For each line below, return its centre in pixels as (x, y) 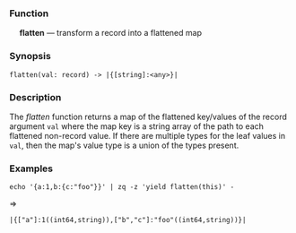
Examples (31, 168)
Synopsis (30, 56)
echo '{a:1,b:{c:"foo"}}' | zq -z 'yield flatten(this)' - (122, 187)
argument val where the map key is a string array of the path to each (137, 126)
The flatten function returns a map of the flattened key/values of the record (148, 116)
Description (35, 97)
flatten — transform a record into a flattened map (110, 33)
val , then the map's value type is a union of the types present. (124, 145)
